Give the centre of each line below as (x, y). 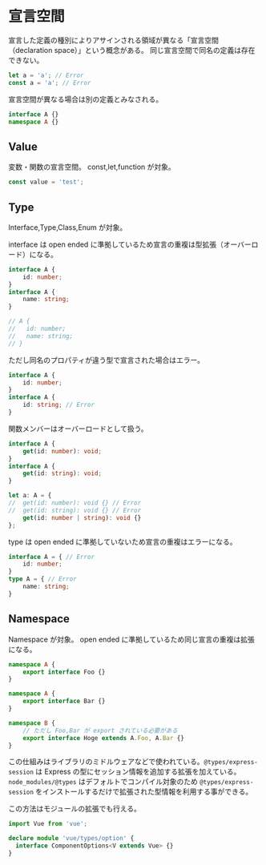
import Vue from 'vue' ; (48, 824)
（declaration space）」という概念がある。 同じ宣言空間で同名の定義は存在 (132, 50)
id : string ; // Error (58, 405)
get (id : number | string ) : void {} (82, 517)
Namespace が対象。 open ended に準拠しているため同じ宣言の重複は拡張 (131, 639)
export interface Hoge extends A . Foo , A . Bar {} (103, 738)
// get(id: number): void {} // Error (75, 503)
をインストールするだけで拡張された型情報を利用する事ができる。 (144, 792)
